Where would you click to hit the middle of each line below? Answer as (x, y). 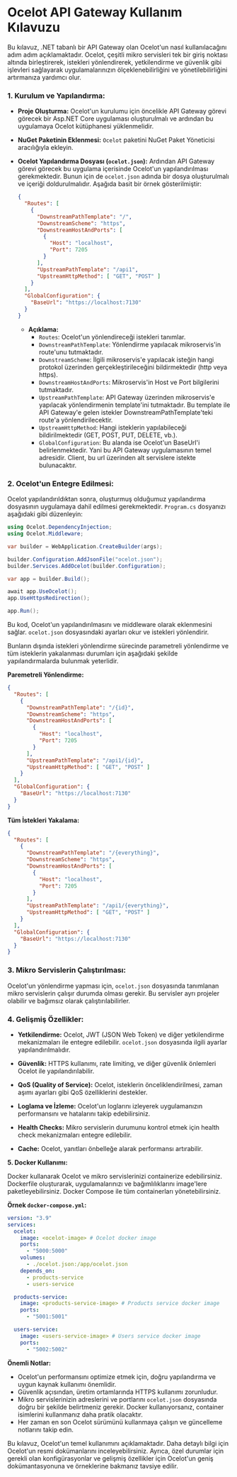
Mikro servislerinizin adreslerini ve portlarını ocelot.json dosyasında (117, 1399)
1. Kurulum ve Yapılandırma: (56, 95)
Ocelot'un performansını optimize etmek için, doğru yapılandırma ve (116, 1377)
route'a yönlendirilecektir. (76, 420)
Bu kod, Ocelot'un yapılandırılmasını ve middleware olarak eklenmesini (110, 625)
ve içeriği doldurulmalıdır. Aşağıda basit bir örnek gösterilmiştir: (109, 184)
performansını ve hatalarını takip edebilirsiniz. (84, 1113)
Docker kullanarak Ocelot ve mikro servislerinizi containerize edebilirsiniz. (115, 1176)
